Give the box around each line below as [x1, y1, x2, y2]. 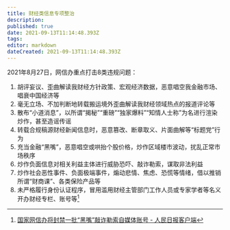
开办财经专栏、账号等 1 [16, 193, 80, 203]
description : [7, 16, 44, 23]
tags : [7, 36, 23, 43]
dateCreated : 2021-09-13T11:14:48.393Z [7, 49, 121, 56]
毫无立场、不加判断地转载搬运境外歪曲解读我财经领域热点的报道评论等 [16, 100, 216, 108]
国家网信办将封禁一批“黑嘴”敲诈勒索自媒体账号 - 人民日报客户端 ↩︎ [16, 216, 204, 224]
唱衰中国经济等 [16, 91, 60, 100]
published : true [7, 23, 53, 30]
